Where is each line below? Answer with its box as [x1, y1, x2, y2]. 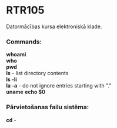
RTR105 [6, 4, 45, 17]
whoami [6, 51, 26, 58]
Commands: [6, 38, 42, 46]
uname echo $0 [6, 89, 46, 96]
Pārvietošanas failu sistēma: [6, 103, 89, 112]
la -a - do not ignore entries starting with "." [6, 82, 112, 89]
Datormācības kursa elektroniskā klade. [6, 23, 102, 30]
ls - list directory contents [6, 70, 69, 77]
